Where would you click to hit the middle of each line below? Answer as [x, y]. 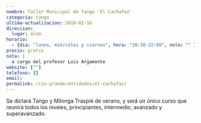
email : [14, 78]
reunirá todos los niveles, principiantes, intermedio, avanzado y [84, 107]
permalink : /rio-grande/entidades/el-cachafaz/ [67, 84]
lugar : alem [27, 34]
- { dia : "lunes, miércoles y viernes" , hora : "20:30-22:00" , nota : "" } [104, 45]
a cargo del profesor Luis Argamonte [59, 61]
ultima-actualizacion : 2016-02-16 [49, 23]
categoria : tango [28, 17]
